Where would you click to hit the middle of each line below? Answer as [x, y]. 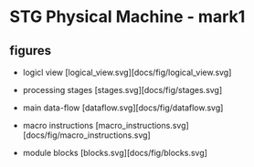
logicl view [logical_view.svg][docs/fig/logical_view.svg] [127, 72]
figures [31, 51]
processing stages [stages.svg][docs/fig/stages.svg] [122, 90]
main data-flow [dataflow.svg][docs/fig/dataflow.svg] [123, 108]
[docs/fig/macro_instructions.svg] [86, 135]
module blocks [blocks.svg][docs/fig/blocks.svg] [115, 153]
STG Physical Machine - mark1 [127, 17]
